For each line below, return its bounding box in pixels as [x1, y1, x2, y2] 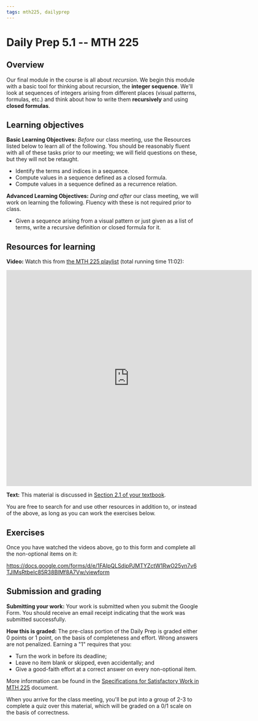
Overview [6, 59, 45, 71]
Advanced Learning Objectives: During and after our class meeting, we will [6, 193, 199, 200]
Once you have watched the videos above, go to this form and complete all [6, 544, 196, 551]
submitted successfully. [6, 616, 66, 623]
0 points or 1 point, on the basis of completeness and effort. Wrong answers [6, 634, 198, 641]
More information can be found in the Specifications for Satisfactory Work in [6, 677, 199, 684]
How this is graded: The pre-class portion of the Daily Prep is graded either [6, 627, 198, 635]
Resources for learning [6, 242, 96, 252]
